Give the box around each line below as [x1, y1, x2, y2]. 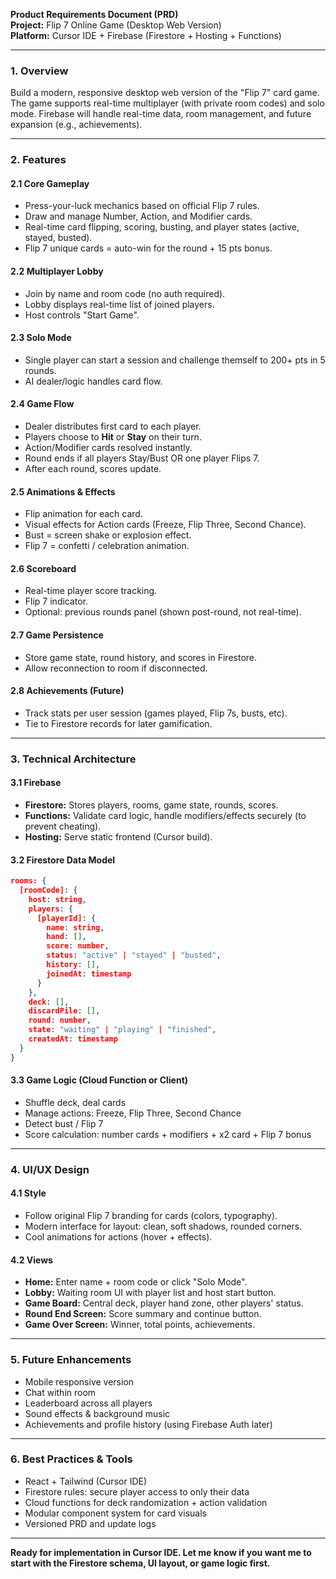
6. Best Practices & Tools [10, 1452, 133, 1466]
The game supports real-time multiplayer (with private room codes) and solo [10, 97, 325, 109]
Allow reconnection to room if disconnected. [24, 662, 208, 674]
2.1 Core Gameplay [10, 177, 90, 189]
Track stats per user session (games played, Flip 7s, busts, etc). [24, 707, 288, 719]
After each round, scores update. [24, 463, 162, 475]
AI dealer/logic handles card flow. [24, 375, 163, 387]
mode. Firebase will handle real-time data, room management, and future [10, 108, 312, 120]
